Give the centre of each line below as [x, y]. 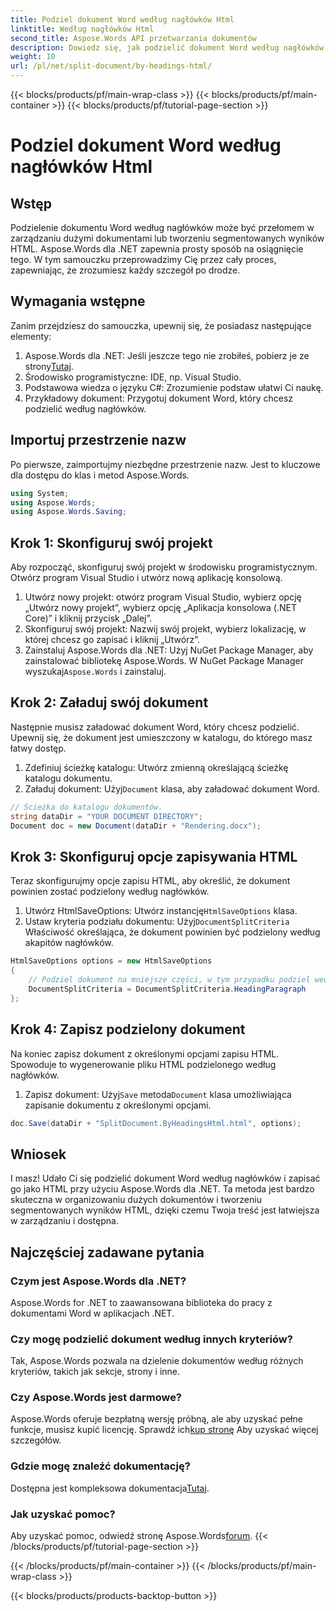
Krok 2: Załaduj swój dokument [109, 702]
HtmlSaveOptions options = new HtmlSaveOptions [111, 961]
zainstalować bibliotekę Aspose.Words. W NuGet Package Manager [164, 661]
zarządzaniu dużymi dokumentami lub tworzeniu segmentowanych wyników [167, 238]
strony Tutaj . [49, 366]
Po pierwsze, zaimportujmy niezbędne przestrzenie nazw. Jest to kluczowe [165, 464]
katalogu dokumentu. [68, 778]
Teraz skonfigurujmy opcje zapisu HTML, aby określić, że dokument [150, 881]
